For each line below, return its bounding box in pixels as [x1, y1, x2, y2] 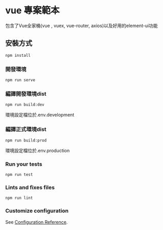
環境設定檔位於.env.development [5, 112, 75, 118]
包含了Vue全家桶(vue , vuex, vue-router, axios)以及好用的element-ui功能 [5, 22, 158, 29]
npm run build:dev [5, 102, 44, 107]
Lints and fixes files [5, 183, 55, 191]
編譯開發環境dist [5, 90, 47, 97]
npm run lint [5, 195, 33, 201]
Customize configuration [5, 208, 69, 215]
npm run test [5, 172, 33, 177]
